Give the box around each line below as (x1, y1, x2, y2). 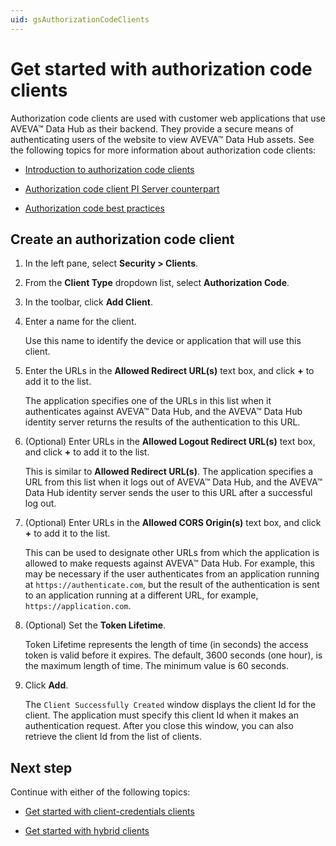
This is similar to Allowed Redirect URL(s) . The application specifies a (24, 466, 314, 478)
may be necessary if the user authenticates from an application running (24, 568, 320, 580)
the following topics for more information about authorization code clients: (10, 144, 317, 156)
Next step (10, 759, 73, 776)
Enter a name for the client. (24, 316, 137, 328)
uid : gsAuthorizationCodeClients (10, 14, 150, 25)
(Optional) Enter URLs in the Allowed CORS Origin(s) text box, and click (24, 517, 322, 529)
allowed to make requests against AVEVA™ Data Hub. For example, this (24, 557, 315, 570)
